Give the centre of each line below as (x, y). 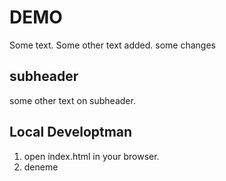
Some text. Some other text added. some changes (112, 45)
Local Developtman (71, 132)
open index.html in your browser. (91, 156)
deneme (41, 167)
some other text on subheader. (72, 100)
